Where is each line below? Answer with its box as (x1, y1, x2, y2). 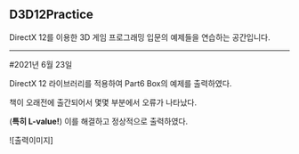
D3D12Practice (9, 7, 93, 22)
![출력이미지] (9, 134, 53, 145)
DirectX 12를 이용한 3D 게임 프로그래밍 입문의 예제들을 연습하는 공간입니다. (9, 31, 271, 43)
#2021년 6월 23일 (9, 59, 73, 69)
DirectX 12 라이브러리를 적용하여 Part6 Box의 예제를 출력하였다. (9, 77, 232, 88)
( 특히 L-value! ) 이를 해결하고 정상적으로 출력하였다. (9, 116, 189, 126)
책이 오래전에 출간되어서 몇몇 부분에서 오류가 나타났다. (9, 97, 198, 108)
